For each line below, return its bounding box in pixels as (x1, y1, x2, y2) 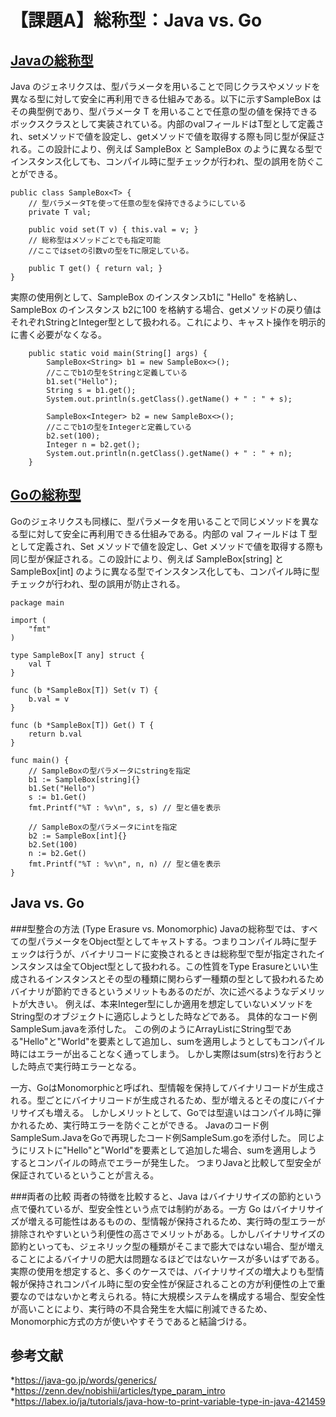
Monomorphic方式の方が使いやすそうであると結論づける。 (10, 1315, 252, 1327)
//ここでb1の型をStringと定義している (46, 368, 188, 378)
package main (10, 597, 65, 608)
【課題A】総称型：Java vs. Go (10, 9, 263, 32)
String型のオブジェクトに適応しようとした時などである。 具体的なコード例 (10, 1010, 318, 1022)
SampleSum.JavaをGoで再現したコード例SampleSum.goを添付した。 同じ (10, 1131, 317, 1143)
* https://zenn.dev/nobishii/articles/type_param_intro (10, 1385, 226, 1397)
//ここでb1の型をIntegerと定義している (46, 422, 193, 432)
